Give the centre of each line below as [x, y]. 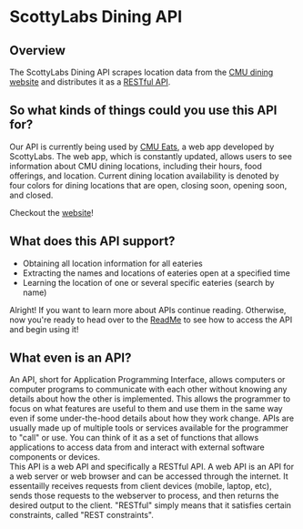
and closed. [31, 195]
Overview [38, 51]
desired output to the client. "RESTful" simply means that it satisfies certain [151, 505]
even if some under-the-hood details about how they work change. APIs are [151, 418]
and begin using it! [44, 329]
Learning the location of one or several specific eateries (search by [148, 282]
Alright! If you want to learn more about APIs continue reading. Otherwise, [148, 310]
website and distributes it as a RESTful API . [90, 82]
